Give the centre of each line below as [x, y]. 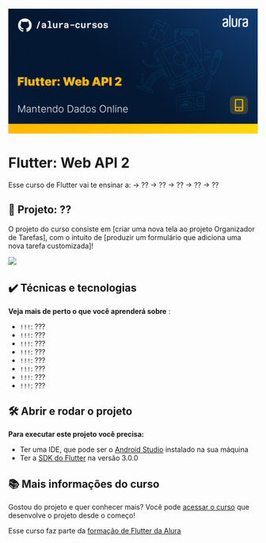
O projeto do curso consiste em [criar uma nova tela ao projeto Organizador [132, 229]
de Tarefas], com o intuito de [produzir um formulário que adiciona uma [125, 237]
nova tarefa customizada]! [51, 246]
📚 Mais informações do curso [84, 484]
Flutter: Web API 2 [69, 163]
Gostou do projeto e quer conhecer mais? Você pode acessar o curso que [129, 507]
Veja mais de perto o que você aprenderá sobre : [89, 311]
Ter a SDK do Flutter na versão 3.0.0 [79, 458]
